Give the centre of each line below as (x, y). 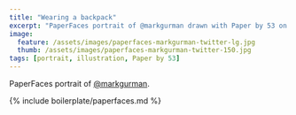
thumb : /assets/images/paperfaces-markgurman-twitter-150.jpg (134, 50)
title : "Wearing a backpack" (63, 17)
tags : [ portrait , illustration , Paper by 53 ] (94, 58)
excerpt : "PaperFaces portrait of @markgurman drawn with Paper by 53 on (148, 26)
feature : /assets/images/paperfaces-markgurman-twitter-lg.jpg (136, 42)
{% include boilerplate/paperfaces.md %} (86, 101)
